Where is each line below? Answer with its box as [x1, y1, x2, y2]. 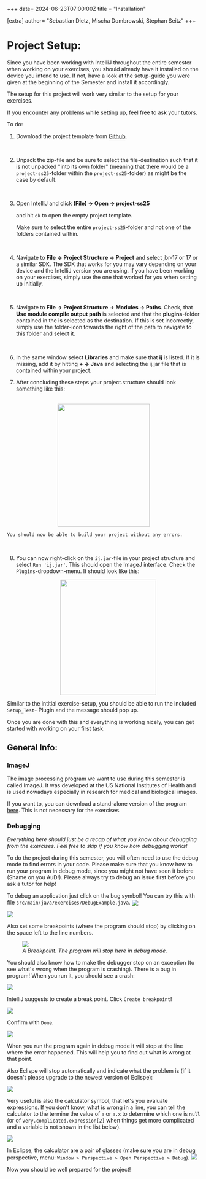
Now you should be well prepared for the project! [7, 1166, 131, 1173]
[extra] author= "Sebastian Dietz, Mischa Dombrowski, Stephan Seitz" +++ [7, 17, 196, 24]
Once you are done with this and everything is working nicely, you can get [7, 718, 194, 725]
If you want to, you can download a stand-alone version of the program [7, 800, 188, 807]
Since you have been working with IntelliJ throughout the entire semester [7, 58, 192, 66]
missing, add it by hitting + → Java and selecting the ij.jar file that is [15, 360, 186, 367]
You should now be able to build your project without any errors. [7, 531, 183, 538]
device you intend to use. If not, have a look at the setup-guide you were [7, 72, 191, 79]
